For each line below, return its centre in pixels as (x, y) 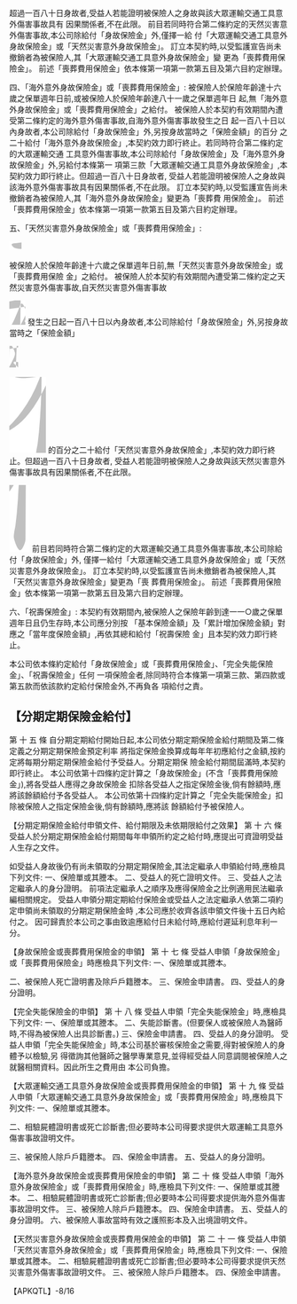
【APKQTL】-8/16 (42, 1291)
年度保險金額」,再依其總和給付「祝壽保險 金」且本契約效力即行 (155, 634)
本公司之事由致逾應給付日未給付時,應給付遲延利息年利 (172, 922)
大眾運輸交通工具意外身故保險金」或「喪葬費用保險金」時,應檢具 (158, 1096)
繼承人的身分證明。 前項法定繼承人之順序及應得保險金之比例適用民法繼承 (150, 888)
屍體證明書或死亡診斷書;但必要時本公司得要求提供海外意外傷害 (172, 1198)
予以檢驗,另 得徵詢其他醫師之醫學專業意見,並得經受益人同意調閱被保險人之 (152, 1056)
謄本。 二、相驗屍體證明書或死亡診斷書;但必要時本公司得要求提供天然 (159, 1261)
